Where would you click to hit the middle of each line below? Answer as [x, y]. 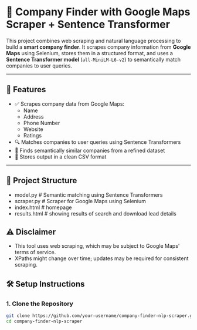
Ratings [33, 135]
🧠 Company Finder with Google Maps [98, 12]
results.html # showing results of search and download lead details [96, 213]
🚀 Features [26, 90]
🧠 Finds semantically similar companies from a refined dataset [90, 150]
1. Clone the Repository [40, 304]
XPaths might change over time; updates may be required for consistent [101, 258]
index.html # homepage [43, 207]
